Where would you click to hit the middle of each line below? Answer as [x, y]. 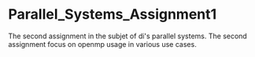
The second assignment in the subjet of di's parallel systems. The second [128, 36]
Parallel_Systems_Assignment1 [113, 14]
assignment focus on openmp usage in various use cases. [102, 44]
